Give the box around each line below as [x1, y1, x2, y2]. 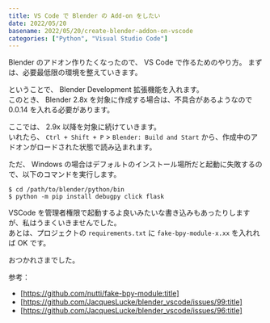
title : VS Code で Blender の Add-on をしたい [8, 11, 161, 20]
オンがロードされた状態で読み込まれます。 [15, 142, 157, 152]
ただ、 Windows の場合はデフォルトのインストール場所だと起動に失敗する [8, 159, 256, 170]
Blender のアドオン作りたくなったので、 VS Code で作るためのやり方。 [8, 57, 247, 67]
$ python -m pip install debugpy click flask [8, 193, 164, 201]
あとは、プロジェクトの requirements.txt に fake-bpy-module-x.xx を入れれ [8, 228, 260, 238]
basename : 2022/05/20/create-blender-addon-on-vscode [8, 27, 194, 35]
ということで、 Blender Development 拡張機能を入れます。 [8, 85, 204, 94]
